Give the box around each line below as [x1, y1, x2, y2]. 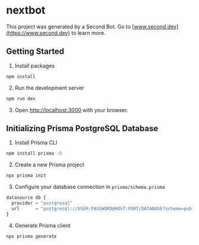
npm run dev [6, 96, 36, 102]
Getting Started [6, 47, 65, 57]
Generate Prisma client [14, 222, 71, 229]
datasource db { [6, 195, 46, 201]
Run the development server [14, 84, 85, 92]
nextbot [6, 4, 46, 17]
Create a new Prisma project [14, 161, 85, 168]
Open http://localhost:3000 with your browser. [14, 106, 129, 113]
